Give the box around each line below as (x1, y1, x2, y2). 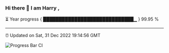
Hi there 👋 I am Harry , (5, 4, 60, 11)
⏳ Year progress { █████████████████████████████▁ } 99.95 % (5, 16, 159, 22)
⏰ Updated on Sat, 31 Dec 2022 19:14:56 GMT (5, 32, 101, 38)
